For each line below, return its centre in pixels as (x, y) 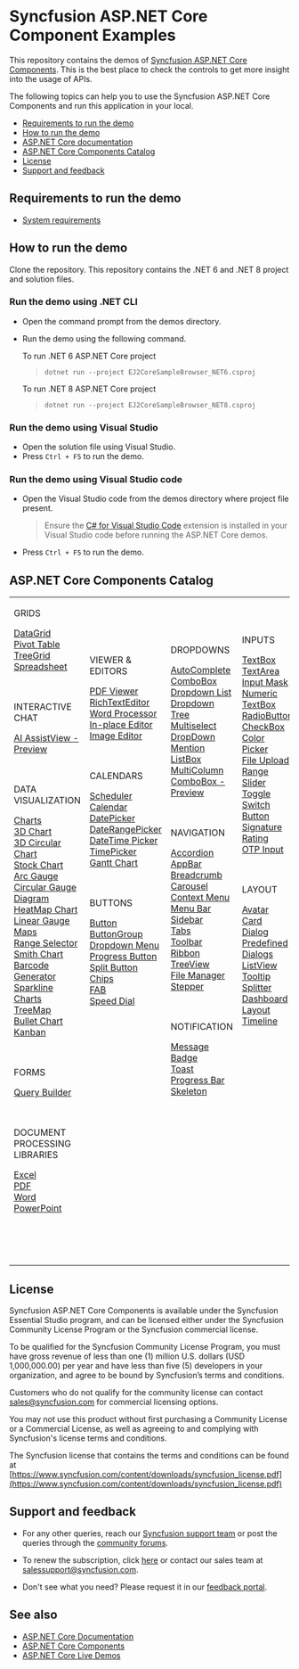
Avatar (255, 909)
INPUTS (259, 640)
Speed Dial (112, 1001)
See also (33, 1615)
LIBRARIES (36, 1155)
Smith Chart (39, 954)
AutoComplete (201, 670)
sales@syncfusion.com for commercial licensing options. (114, 1402)
